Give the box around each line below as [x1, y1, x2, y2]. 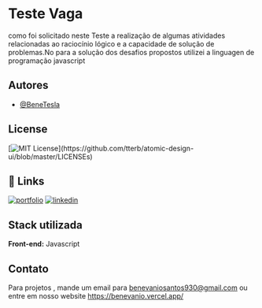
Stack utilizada [8, 218, 83, 232]
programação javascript [8, 56, 86, 65]
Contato [8, 262, 49, 276]
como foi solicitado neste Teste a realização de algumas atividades [8, 31, 226, 40]
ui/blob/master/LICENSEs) [8, 151, 93, 161]
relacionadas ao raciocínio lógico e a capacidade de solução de [8, 39, 215, 48]
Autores [8, 79, 49, 92]
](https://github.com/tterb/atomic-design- [57, 143, 194, 153]
